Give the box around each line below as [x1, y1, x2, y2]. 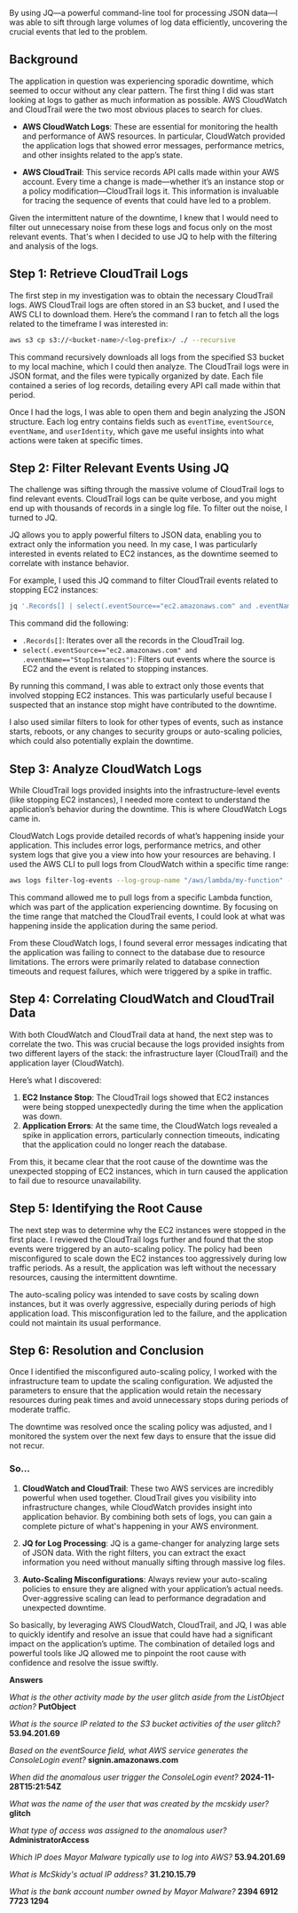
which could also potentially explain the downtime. [9, 736, 193, 746]
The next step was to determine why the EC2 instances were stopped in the [9, 1224, 286, 1235]
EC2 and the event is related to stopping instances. [21, 664, 208, 674]
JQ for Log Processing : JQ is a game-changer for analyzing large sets [21, 1537, 280, 1549]
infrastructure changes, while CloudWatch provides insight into [21, 1502, 253, 1512]
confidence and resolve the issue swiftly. [9, 1657, 159, 1668]
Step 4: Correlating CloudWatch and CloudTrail [9, 992, 275, 1007]
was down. [21, 1111, 62, 1121]
